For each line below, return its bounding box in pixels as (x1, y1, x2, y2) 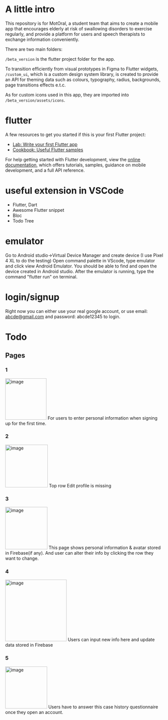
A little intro (5, 4, 55, 15)
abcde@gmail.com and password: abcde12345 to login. (5, 313, 121, 320)
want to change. (5, 555, 39, 562)
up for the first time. (5, 420, 47, 426)
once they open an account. (5, 709, 64, 715)
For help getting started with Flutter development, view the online (5, 156, 141, 162)
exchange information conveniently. (5, 36, 79, 42)
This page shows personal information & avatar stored (48, 545, 161, 551)
